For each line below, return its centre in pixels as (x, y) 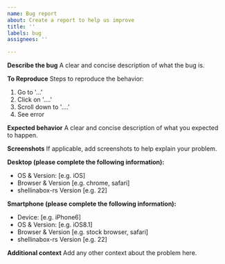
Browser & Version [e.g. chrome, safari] (73, 183)
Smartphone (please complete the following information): (92, 204)
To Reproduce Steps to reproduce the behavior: (75, 79)
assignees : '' (28, 40)
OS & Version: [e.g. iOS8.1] (55, 225)
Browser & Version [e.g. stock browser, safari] (83, 232)
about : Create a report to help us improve (71, 20)
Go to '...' (30, 92)
